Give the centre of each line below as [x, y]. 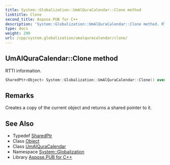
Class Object [26, 141]
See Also [19, 123]
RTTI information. [23, 71]
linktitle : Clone [24, 15]
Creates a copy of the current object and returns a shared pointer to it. [78, 108]
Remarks [20, 96]
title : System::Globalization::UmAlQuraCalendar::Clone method [73, 10]
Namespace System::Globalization [48, 152]
